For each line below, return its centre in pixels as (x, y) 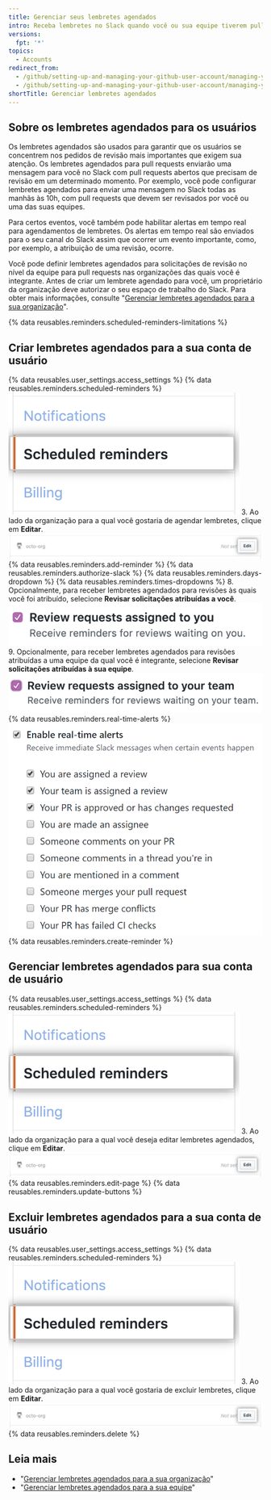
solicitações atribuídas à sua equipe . (71, 668)
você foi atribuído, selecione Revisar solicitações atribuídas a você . (122, 598)
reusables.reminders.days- (217, 572)
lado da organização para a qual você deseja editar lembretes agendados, (132, 1139)
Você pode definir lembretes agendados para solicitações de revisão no (128, 264)
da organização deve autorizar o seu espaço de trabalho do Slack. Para (127, 290)
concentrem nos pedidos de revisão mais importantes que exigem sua (125, 155)
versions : (25, 34)
